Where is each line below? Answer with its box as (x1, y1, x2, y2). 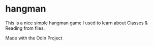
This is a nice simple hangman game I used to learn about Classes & (5, 20, 148, 26)
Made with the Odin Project (5, 35, 63, 41)
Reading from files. (5, 25, 45, 31)
